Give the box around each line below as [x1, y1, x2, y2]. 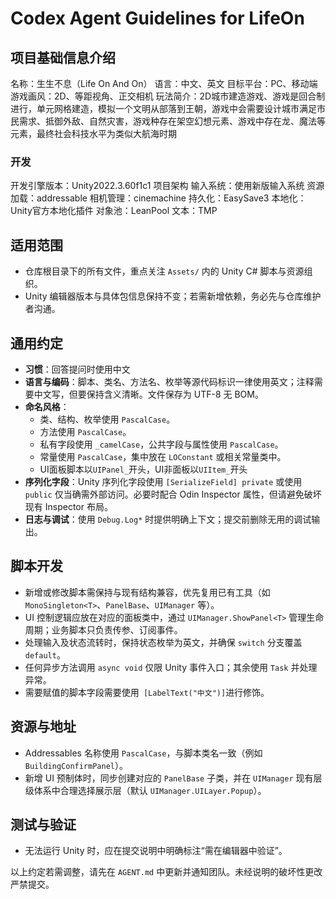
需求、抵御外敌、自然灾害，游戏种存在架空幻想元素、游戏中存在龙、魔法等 [18, 115, 326, 127]
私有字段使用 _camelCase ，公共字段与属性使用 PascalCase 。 [39, 438, 284, 450]
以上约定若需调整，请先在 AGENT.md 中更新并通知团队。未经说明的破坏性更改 [10, 866, 323, 878]
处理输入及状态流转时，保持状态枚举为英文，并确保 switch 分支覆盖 [24, 636, 303, 648]
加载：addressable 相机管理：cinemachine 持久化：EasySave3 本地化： [10, 192, 307, 204]
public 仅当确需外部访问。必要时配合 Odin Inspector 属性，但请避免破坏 [24, 488, 322, 500]
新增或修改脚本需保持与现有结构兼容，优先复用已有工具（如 [24, 586, 271, 598]
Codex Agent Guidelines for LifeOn [10, 7, 305, 30]
